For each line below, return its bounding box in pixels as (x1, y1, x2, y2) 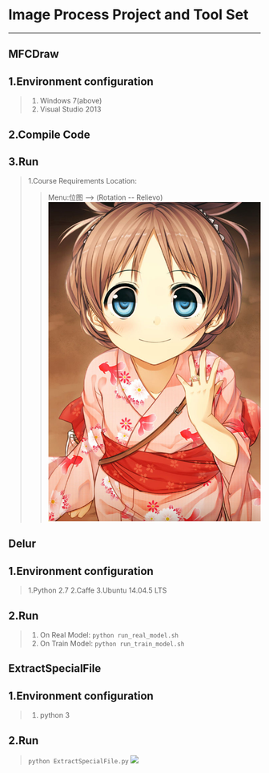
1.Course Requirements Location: (27, 176, 138, 186)
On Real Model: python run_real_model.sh (39, 629, 179, 639)
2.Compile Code (8, 127, 90, 141)
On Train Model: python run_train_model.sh (39, 638, 185, 648)
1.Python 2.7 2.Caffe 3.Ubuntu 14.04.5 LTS (27, 585, 167, 595)
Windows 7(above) (39, 96, 102, 106)
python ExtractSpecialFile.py (27, 757, 130, 765)
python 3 (39, 710, 70, 720)
